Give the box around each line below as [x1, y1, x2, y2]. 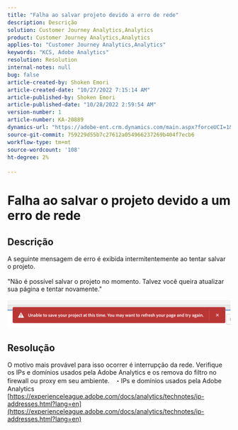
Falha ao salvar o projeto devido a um [7, 192, 231, 209]
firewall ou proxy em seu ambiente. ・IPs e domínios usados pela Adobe [7, 376, 222, 385]
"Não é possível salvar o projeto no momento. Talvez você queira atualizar [7, 277, 225, 286]
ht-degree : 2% [7, 153, 50, 161]
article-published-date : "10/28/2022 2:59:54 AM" [7, 101, 157, 109]
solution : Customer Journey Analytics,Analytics [7, 26, 154, 33]
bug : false [7, 71, 40, 78]
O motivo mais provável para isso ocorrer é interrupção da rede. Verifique [7, 360, 223, 369]
